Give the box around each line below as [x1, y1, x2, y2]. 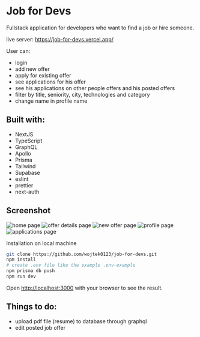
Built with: [6, 115, 45, 125]
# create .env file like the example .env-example [6, 263, 136, 269]
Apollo [14, 150, 31, 157]
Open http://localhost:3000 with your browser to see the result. [6, 284, 163, 291]
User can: [6, 47, 31, 55]
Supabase [14, 169, 40, 176]
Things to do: [6, 302, 57, 312]
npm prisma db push [6, 268, 55, 274]
